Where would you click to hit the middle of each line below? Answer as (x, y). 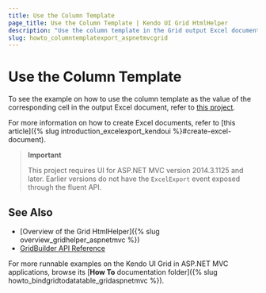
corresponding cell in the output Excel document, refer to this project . (122, 107)
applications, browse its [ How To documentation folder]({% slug (113, 272)
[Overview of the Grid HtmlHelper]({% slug (89, 231)
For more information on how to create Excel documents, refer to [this (122, 123)
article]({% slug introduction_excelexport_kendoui (90, 131)
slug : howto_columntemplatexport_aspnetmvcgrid (88, 38)
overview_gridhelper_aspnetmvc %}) (80, 240)
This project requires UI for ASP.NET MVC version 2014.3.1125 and (135, 171)
